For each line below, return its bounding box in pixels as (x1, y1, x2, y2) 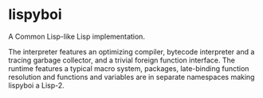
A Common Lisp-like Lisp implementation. (8, 32, 146, 41)
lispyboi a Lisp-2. (8, 81, 65, 90)
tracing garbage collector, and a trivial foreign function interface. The (8, 55, 235, 65)
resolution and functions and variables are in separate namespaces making (8, 72, 255, 81)
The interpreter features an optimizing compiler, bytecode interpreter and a (8, 47, 255, 56)
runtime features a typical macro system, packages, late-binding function (8, 63, 249, 73)
